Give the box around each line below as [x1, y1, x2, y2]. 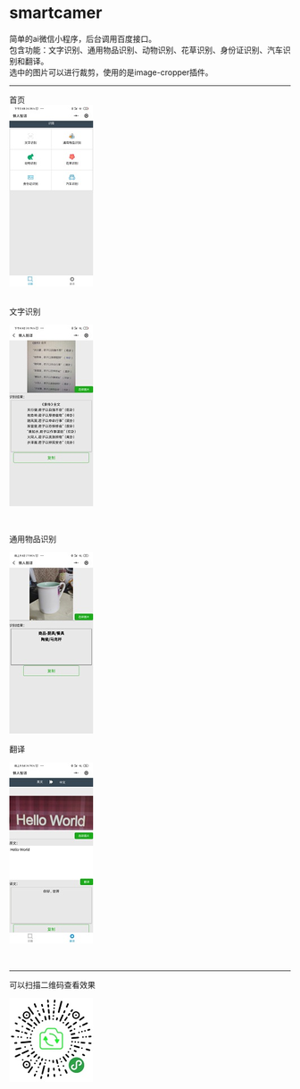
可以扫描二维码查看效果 [9, 979, 96, 990]
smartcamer [9, 3, 103, 23]
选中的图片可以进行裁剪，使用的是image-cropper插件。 [9, 66, 213, 78]
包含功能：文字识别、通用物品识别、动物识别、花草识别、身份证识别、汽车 [9, 44, 283, 55]
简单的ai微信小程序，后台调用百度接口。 [9, 33, 157, 44]
